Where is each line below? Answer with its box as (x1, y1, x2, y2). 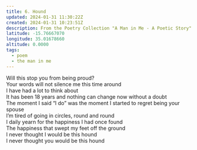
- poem (11, 53, 28, 58)
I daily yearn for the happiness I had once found (6, 118, 123, 125)
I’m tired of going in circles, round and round (6, 112, 115, 119)
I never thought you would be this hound (6, 137, 105, 144)
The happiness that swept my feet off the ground (6, 125, 126, 132)
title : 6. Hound (6, 8, 46, 15)
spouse (6, 106, 25, 113)
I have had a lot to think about (6, 87, 79, 94)
